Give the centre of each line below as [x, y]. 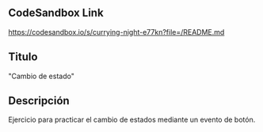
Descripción [39, 101]
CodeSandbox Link [56, 13]
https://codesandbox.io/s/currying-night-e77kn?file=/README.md [116, 32]
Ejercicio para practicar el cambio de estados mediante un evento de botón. [132, 120]
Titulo [23, 57]
